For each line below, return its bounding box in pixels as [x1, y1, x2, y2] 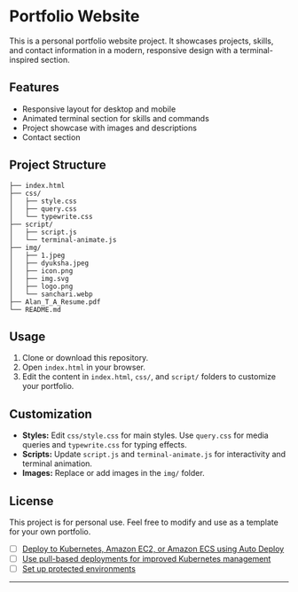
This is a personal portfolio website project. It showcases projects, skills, [9, 35, 274, 46]
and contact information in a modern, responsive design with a [9, 44, 238, 55]
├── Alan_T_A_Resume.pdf [9, 297, 101, 307]
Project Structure [9, 158, 106, 173]
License [9, 494, 54, 509]
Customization [9, 406, 93, 422]
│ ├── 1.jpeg [9, 251, 66, 260]
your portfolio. [21, 381, 74, 392]
